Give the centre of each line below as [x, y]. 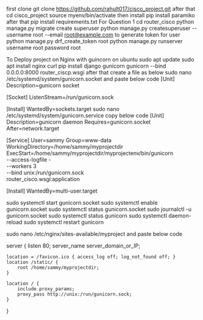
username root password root [44, 48]
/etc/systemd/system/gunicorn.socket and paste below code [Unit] [91, 79]
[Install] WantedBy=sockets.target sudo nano [63, 109]
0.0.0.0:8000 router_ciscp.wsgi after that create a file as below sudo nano [99, 72]
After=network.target [33, 128]
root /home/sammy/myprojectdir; [58, 268]
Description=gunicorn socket [43, 85]
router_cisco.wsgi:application [43, 179]
